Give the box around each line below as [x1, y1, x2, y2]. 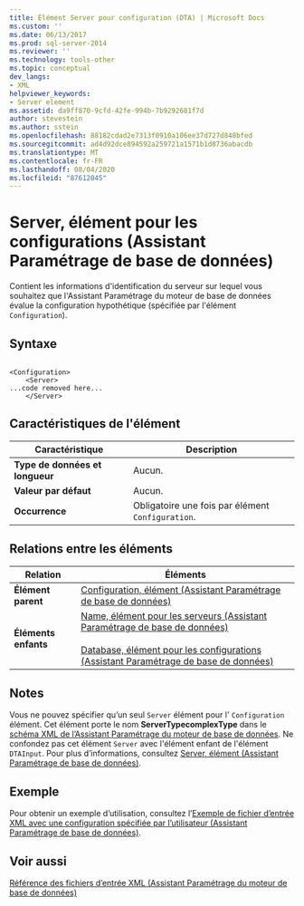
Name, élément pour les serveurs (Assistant [81, 609, 268, 622]
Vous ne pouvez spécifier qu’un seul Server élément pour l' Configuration [9, 709, 285, 720]
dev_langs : [9, 72, 51, 82]
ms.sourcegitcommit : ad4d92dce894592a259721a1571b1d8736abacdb [9, 140, 253, 149]
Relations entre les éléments [9, 541, 174, 557]
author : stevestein [9, 114, 83, 123]
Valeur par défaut [14, 484, 92, 496]
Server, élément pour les [9, 212, 198, 233]
